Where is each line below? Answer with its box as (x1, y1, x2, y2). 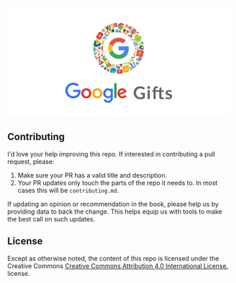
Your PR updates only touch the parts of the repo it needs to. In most (17, 178, 218, 187)
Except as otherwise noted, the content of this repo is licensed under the (7, 254, 219, 262)
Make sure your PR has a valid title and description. (17, 171, 167, 179)
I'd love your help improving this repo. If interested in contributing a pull (7, 149, 216, 158)
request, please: (7, 157, 54, 166)
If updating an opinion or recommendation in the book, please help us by (7, 200, 219, 208)
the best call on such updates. (7, 214, 95, 223)
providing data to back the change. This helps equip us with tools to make (7, 207, 223, 216)
